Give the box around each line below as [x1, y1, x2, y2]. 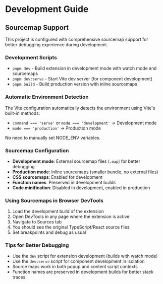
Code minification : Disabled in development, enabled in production [12, 185, 150, 191]
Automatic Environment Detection [5, 93, 89, 100]
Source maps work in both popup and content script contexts [12, 264, 138, 270]
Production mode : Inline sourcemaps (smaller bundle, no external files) [12, 169, 159, 175]
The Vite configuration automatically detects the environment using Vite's [5, 105, 155, 111]
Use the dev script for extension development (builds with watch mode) [12, 253, 158, 259]
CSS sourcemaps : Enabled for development [12, 174, 103, 180]
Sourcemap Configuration [5, 147, 69, 154]
